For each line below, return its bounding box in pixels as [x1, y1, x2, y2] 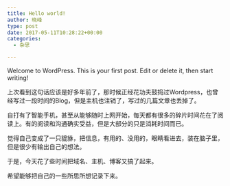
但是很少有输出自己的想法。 [7, 143, 86, 150]
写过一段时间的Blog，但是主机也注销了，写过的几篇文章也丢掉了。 [12, 96, 200, 105]
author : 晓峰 [7, 16, 43, 23]
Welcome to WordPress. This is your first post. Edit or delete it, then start [7, 66, 214, 75]
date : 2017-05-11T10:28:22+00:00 [7, 29, 103, 36]
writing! [7, 74, 29, 82]
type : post [7, 23, 38, 29]
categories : [7, 36, 41, 42]
